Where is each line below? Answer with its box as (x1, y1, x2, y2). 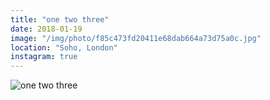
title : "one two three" (10, 14, 110, 25)
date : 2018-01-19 (10, 24, 83, 34)
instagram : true (10, 52, 78, 62)
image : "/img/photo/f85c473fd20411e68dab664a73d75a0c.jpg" (10, 33, 262, 43)
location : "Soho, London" (10, 42, 118, 53)
